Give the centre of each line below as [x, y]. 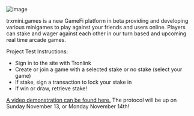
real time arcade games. [36, 40]
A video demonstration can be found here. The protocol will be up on [92, 100]
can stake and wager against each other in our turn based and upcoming [96, 33]
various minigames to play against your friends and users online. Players [96, 27]
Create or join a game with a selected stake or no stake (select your [99, 69]
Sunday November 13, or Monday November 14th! [68, 106]
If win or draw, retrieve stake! [51, 88]
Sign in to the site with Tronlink [53, 63]
